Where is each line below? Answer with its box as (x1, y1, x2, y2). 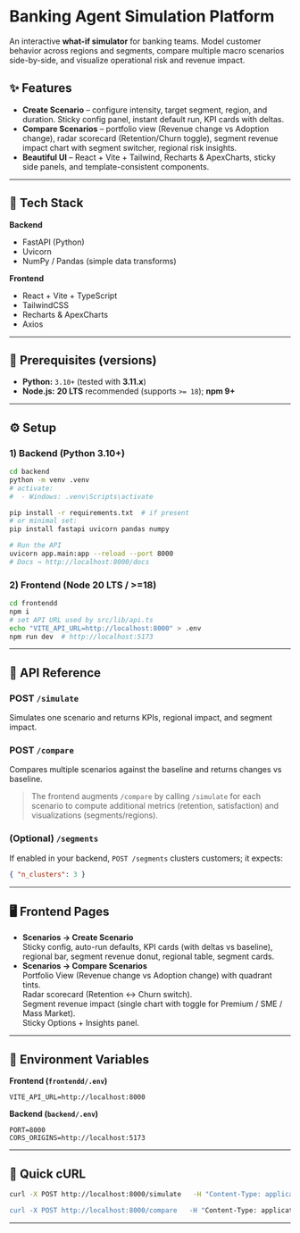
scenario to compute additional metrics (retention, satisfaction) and (30, 801, 279, 812)
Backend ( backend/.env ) (9, 1109, 99, 1120)
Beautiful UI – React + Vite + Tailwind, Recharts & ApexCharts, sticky (21, 152, 277, 162)
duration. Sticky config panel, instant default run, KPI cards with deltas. (21, 113, 284, 124)
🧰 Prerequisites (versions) (9, 353, 157, 368)
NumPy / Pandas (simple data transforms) (21, 255, 177, 266)
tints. (21, 979, 41, 990)
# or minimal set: (9, 516, 78, 526)
